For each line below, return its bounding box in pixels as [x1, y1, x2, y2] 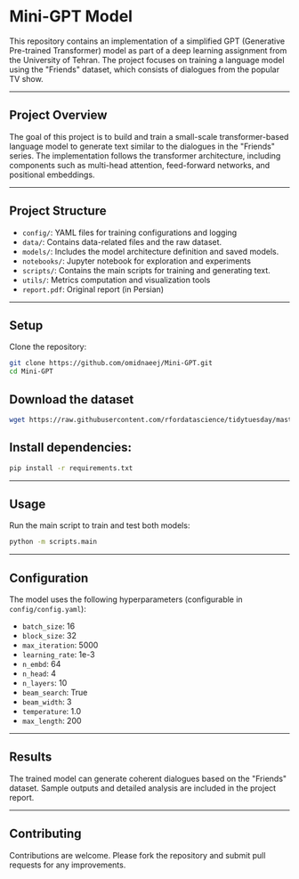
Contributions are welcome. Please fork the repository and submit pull [9, 850, 266, 860]
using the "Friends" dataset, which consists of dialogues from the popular [9, 64, 280, 75]
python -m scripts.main [9, 537, 98, 547]
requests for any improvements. [9, 859, 126, 870]
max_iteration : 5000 [21, 639, 99, 650]
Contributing [9, 826, 82, 842]
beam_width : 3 [21, 696, 73, 707]
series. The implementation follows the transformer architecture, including [9, 150, 281, 161]
